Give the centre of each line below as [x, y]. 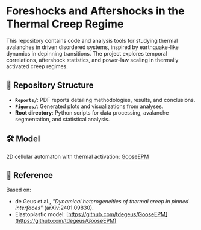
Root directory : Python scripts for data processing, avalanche [92, 112]
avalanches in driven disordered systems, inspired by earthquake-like [92, 47]
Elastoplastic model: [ [42, 214]
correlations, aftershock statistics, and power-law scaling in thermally [92, 60]
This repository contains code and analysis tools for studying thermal [92, 40]
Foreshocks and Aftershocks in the [95, 11]
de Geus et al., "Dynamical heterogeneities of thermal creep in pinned [102, 202]
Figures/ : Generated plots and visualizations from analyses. [89, 106]
